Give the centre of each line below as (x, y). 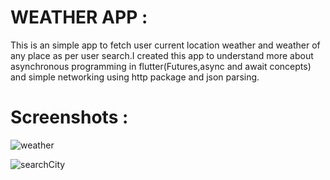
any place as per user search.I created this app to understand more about (162, 55)
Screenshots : (69, 117)
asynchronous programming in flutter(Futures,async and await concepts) (161, 66)
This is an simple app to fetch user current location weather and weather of (165, 45)
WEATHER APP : (79, 17)
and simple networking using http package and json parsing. (135, 77)
